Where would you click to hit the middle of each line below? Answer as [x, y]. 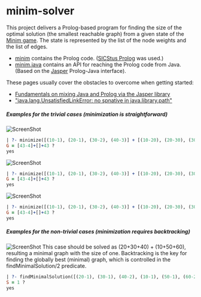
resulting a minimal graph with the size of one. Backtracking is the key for [97, 253]
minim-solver [40, 11]
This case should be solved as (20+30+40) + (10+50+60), [114, 247]
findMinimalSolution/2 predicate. [46, 266]
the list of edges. [27, 47]
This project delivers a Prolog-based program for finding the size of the [94, 27]
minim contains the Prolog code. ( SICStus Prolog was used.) [89, 58]
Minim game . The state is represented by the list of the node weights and [96, 40]
